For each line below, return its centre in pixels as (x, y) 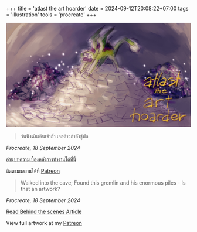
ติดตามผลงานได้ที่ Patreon (33, 171)
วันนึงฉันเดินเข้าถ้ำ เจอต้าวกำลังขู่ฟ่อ (55, 136)
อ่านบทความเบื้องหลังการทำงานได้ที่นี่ (41, 159)
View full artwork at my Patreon (44, 223)
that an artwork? (40, 189)
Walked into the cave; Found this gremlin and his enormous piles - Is (103, 182)
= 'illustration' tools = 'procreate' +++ (51, 15)
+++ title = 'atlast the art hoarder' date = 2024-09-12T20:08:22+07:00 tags (97, 8)
